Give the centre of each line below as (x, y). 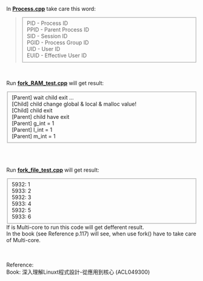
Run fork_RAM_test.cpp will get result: (55, 83)
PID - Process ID (48, 23)
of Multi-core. (24, 240)
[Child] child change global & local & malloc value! (74, 104)
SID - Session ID (47, 36)
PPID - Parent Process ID (58, 29)
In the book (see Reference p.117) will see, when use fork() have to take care (101, 234)
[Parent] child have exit (41, 117)
